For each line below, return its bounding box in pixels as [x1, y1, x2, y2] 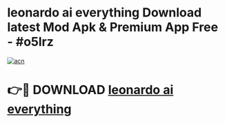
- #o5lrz [7, 34, 54, 49]
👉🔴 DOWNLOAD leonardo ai [7, 82, 174, 98]
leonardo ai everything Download [7, 5, 202, 21]
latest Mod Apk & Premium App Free [7, 19, 219, 35]
